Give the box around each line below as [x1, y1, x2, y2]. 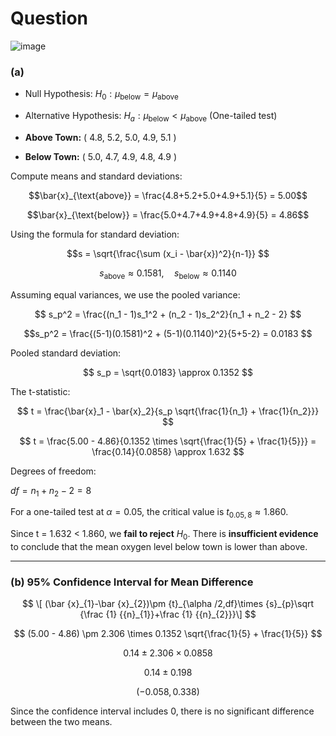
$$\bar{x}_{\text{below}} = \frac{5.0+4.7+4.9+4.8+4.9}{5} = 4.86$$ [26, 208, 310, 221]
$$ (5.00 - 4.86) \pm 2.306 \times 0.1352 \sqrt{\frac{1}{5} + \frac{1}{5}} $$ [13, 628, 323, 640]
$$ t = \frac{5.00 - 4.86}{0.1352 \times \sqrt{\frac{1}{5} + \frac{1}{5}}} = [19, 435, 317, 447]
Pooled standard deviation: [10, 347, 122, 359]
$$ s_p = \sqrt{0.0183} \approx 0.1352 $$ [83, 366, 253, 378]
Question [10, 7, 88, 30]
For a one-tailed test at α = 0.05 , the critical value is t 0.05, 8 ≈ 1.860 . [10, 506, 289, 521]
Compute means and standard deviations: [10, 170, 183, 182]
